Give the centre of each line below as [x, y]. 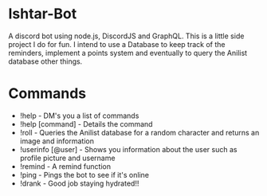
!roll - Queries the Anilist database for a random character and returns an [139, 132]
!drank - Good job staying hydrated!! [79, 183]
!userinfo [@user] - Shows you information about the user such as [128, 149]
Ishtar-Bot [43, 14]
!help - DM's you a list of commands [79, 116]
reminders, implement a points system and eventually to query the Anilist [128, 53]
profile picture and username [67, 158]
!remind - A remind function [65, 166]
